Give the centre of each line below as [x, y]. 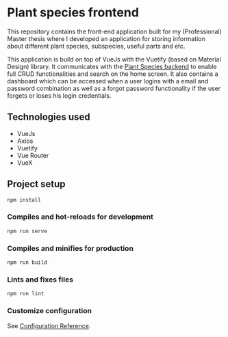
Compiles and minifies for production [70, 248]
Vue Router [33, 155]
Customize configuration [50, 311]
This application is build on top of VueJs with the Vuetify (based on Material [114, 59]
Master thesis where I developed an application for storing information [106, 38]
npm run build [27, 262]
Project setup [37, 184]
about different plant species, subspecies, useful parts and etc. [96, 46]
